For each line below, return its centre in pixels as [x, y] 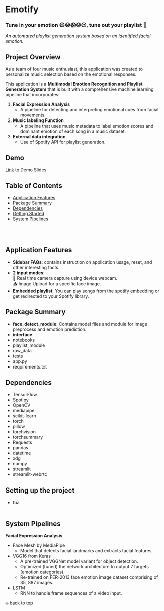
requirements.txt [30, 366]
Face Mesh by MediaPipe [39, 545]
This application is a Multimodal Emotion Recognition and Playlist [74, 84]
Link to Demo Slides [26, 170]
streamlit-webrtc [30, 474]
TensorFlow [25, 395]
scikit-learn [24, 416]
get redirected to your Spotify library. [51, 296]
